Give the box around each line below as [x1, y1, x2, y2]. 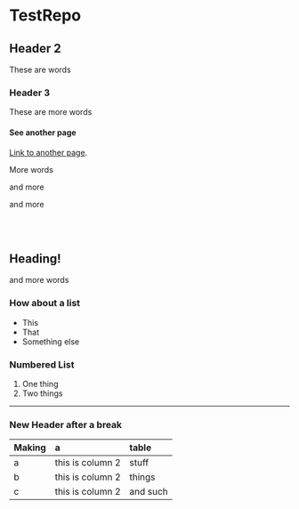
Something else [21, 335, 80, 347]
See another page [9, 126, 77, 138]
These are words [9, 64, 71, 75]
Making [13, 441, 46, 454]
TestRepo [9, 5, 82, 26]
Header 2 [9, 41, 62, 56]
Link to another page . [9, 147, 88, 158]
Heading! [9, 251, 61, 266]
